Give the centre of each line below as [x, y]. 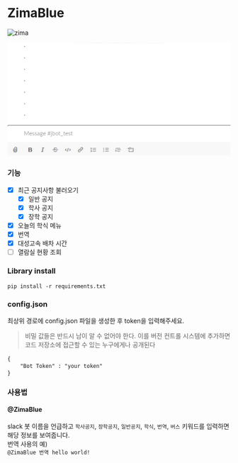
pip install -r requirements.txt [57, 286]
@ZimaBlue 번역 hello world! [49, 452]
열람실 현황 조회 [39, 252]
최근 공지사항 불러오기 [48, 190]
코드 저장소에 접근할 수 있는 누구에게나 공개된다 [90, 345]
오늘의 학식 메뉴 [39, 225]
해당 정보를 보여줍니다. [39, 435]
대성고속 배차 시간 [42, 243]
